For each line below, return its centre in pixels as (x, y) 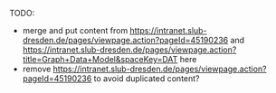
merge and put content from (75, 30)
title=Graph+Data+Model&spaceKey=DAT (100, 59)
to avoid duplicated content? (147, 79)
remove (37, 69)
